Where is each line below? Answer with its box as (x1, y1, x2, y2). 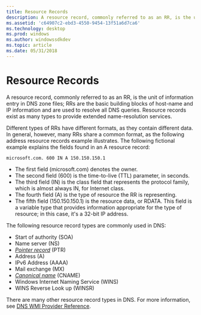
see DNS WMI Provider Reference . (6, 302, 92, 310)
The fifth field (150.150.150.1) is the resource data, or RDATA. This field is (14, 197, 193, 205)
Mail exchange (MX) (14, 265, 65, 272)
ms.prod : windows (6, 31, 50, 37)
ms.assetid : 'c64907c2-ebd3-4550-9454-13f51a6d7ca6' (6, 20, 141, 26)
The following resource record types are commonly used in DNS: (6, 221, 166, 229)
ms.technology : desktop (6, 25, 66, 32)
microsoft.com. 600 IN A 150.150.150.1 (6, 155, 106, 161)
